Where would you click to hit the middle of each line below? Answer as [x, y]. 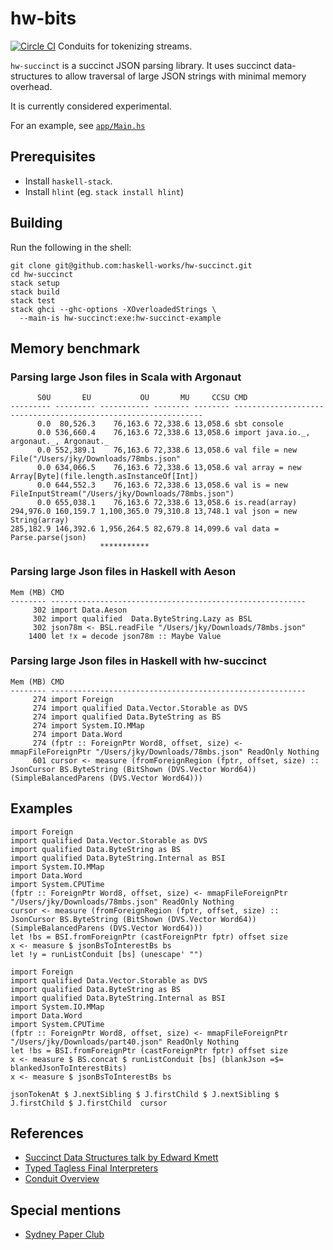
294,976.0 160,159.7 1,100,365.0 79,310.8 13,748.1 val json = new [154, 512]
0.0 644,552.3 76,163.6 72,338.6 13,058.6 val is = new [162, 485]
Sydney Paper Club [64, 1234]
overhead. [31, 86]
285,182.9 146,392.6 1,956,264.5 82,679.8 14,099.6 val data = [145, 529]
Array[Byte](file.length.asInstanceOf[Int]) [104, 477]
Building [36, 223]
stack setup [35, 283]
